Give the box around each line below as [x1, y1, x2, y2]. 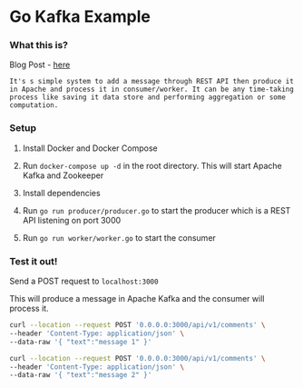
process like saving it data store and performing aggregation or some [9, 93, 286, 102]
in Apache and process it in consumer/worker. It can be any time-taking [9, 85, 295, 95]
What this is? [9, 39, 68, 52]
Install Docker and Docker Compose [22, 143, 158, 154]
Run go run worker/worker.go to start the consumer [22, 232, 216, 243]
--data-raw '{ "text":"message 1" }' [9, 337, 152, 346]
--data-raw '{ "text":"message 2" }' [9, 371, 152, 380]
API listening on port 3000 [22, 214, 122, 225]
